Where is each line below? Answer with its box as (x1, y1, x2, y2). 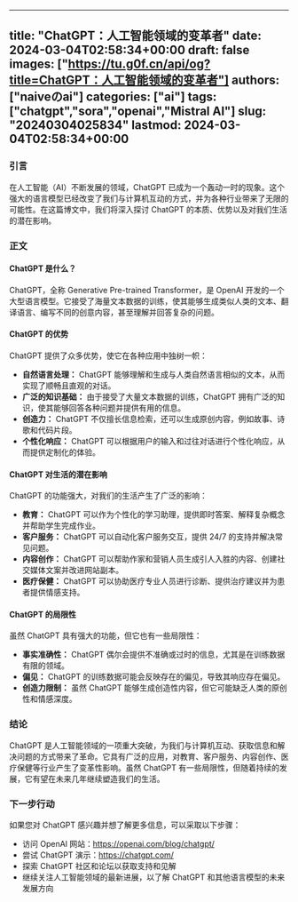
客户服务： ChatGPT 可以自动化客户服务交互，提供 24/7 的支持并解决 (21, 531, 276, 542)
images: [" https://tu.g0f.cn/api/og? (9, 57, 211, 72)
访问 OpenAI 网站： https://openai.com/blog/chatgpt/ (21, 839, 216, 850)
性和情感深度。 (21, 694, 77, 705)
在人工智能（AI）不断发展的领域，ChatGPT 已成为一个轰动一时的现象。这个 (9, 181, 286, 192)
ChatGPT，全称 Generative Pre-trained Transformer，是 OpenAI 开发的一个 (9, 284, 286, 295)
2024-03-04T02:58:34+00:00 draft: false (9, 43, 250, 58)
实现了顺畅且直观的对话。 (21, 380, 116, 391)
